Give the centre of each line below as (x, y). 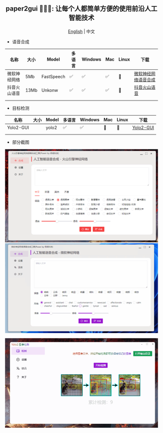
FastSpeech (53, 76)
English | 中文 (81, 32)
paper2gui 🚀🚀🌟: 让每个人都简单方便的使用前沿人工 (81, 9)
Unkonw (50, 90)
